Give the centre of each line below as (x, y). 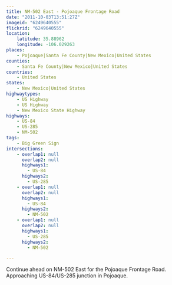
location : (18, 34)
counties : (18, 61)
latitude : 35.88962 (41, 39)
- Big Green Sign (38, 143)
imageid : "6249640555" (34, 22)
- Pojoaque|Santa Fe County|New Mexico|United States (84, 55)
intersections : (25, 149)
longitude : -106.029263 (46, 45)
